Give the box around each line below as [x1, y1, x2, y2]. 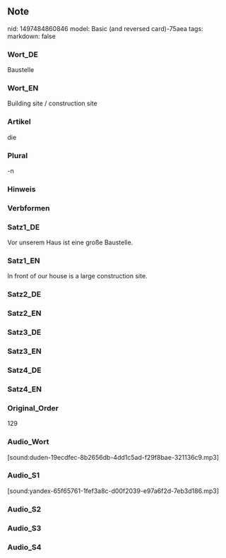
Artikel [7, 117, 31, 126]
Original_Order [7, 403, 59, 412]
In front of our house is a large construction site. [7, 272, 148, 280]
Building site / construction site [7, 99, 97, 108]
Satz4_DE [7, 365, 42, 375]
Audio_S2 [7, 504, 41, 514]
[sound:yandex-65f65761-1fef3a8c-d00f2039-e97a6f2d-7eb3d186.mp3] [7, 487, 219, 495]
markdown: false [7, 32, 56, 40]
